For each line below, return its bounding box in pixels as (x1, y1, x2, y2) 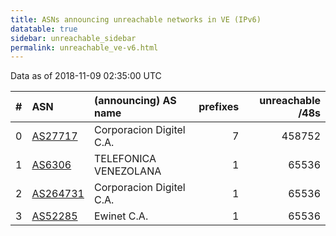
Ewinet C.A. (93, 209, 149, 223)
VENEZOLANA (93, 164, 162, 178)
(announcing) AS (93, 94, 177, 108)
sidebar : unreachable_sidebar (10, 33, 137, 43)
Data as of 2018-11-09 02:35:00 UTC (10, 70, 162, 82)
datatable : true (10, 24, 78, 34)
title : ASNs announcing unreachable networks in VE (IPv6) (10, 14, 262, 25)
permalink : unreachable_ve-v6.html (10, 42, 159, 53)
